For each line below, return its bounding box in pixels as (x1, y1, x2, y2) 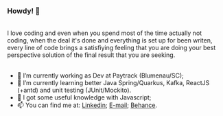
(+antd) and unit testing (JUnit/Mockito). (16, 86, 132, 95)
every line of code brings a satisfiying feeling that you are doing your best (7, 44, 216, 52)
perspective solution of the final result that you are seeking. (7, 51, 176, 59)
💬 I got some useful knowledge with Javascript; (16, 93, 152, 102)
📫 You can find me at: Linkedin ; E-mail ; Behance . (16, 101, 158, 109)
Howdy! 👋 (7, 6, 40, 16)
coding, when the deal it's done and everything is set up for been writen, (7, 36, 213, 45)
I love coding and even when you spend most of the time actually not (7, 29, 202, 37)
